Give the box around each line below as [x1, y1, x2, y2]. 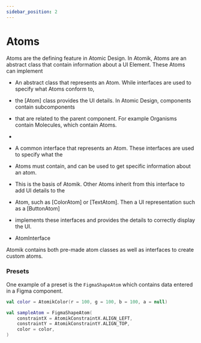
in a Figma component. [6, 287, 63, 294]
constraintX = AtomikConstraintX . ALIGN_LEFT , [17, 315, 133, 321]
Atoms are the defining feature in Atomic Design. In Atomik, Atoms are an [6, 55, 187, 62]
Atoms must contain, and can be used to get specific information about [14, 163, 191, 170]
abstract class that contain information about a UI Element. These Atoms [6, 61, 185, 68]
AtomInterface [14, 234, 51, 242]
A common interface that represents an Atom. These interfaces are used [14, 145, 194, 152]
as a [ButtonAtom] [14, 204, 60, 212]
